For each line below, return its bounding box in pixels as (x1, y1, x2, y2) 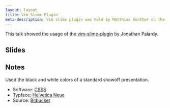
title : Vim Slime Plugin (5, 12, 58, 17)
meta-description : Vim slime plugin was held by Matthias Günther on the (5, 17, 165, 22)
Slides (5, 45, 25, 54)
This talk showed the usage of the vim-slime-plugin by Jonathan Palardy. (5, 31, 159, 37)
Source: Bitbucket (12, 97, 50, 103)
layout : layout (5, 7, 38, 13)
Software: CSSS (12, 86, 47, 92)
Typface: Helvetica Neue (12, 92, 65, 98)
